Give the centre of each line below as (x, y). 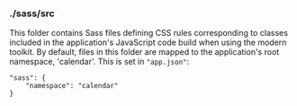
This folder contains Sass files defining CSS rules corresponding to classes (148, 33)
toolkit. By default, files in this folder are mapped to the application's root (144, 52)
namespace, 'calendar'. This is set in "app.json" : (99, 62)
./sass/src (32, 13)
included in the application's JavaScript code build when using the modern (148, 42)
